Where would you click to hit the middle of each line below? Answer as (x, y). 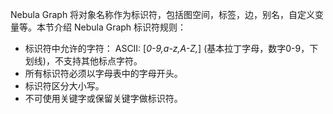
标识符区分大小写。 (64, 86)
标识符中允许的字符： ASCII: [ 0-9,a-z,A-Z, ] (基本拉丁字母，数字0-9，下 (171, 48)
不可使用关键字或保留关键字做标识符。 (103, 98)
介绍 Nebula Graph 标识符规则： (120, 27)
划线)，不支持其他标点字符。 (83, 61)
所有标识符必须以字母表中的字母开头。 (103, 73)
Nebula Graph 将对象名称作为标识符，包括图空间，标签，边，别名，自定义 (163, 14)
